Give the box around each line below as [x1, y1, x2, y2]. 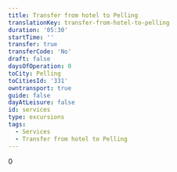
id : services [8, 106, 51, 114]
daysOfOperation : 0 [8, 63, 72, 70]
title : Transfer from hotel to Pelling [8, 11, 139, 20]
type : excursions [8, 113, 65, 121]
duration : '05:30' [8, 26, 68, 34]
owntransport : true [8, 84, 72, 92]
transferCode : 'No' [8, 48, 72, 56]
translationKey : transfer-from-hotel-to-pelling [8, 19, 170, 27]
